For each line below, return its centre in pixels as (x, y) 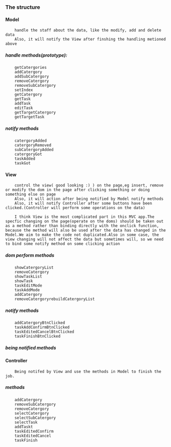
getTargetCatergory (35, 113)
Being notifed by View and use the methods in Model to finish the (88, 371)
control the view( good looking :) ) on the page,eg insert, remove (89, 185)
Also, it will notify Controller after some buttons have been (83, 203)
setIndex (24, 90)
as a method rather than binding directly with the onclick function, (82, 226)
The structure (23, 7)
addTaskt (24, 427)
